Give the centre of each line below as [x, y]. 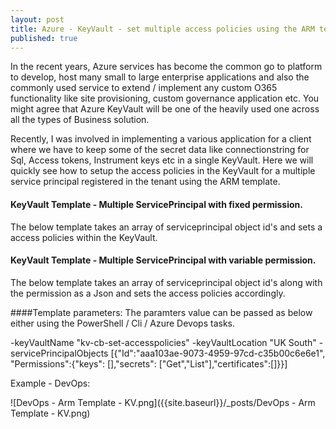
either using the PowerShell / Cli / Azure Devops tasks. [122, 323]
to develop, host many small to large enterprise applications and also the [160, 77]
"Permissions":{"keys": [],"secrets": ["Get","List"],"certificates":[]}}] [149, 363]
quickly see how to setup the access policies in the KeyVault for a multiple [163, 171]
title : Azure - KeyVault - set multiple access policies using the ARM [162, 29]
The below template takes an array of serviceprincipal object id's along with [166, 282]
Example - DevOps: [50, 383]
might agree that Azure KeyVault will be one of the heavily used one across [165, 109]
